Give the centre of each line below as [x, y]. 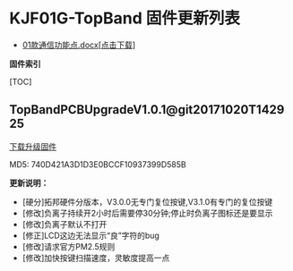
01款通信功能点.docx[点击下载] [79, 45]
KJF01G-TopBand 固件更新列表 [125, 18]
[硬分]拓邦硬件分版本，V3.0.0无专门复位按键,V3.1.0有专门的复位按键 [147, 201]
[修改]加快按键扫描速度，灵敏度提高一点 [96, 258]
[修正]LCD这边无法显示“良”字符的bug [90, 235]
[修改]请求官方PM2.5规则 [69, 246]
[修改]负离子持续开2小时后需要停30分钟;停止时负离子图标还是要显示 [147, 213]
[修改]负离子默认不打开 [65, 224]
